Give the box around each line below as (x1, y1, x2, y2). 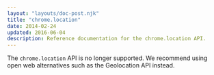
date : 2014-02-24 (7, 22, 57, 29)
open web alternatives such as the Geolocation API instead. (7, 61, 175, 70)
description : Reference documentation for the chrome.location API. (7, 35, 206, 42)
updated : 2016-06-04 (7, 29, 66, 36)
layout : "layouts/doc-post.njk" (7, 10, 99, 17)
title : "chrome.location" (7, 16, 81, 23)
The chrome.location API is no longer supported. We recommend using (7, 54, 208, 62)
